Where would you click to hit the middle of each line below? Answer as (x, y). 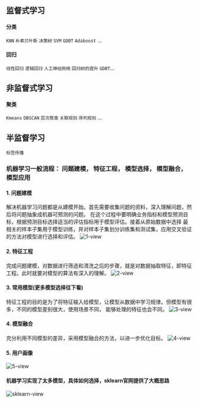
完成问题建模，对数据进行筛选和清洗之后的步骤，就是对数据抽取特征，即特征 (99, 265)
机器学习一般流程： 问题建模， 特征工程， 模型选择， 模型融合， (96, 169)
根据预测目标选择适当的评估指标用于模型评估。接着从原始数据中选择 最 (102, 222)
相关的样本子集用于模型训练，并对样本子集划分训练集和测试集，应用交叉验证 (99, 229)
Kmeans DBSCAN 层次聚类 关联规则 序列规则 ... (54, 118)
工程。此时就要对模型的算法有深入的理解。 (58, 273)
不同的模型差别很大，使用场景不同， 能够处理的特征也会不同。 (92, 309)
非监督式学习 (29, 88)
